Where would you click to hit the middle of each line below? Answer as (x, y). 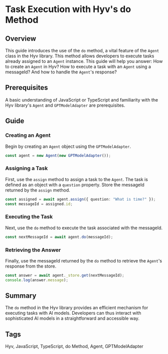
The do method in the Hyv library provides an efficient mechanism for (77, 308)
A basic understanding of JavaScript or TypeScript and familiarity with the (82, 100)
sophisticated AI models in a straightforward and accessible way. (72, 318)
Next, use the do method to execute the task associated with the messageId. (84, 228)
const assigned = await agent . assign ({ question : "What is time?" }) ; (80, 199)
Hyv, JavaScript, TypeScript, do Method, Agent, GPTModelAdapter (74, 346)
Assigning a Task (27, 168)
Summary (21, 296)
